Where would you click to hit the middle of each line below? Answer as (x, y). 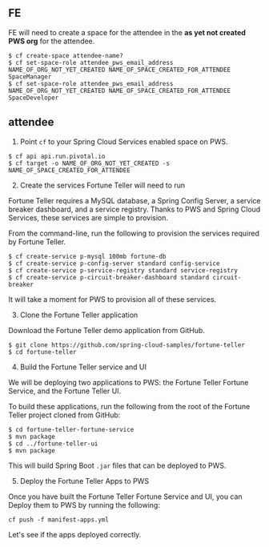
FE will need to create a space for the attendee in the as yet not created (127, 32)
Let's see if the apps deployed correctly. (75, 534)
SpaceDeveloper (34, 98)
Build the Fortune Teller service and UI (83, 367)
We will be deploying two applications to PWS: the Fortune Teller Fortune (128, 382)
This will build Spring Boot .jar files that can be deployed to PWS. (117, 465)
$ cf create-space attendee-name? (66, 55)
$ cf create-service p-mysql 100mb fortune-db (87, 256)
